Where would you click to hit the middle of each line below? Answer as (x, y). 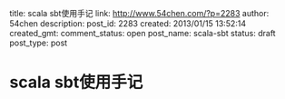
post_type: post (39, 43)
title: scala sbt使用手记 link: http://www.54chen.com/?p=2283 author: (139, 13)
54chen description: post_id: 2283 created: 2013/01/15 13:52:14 (128, 24)
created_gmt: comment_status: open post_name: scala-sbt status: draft (142, 33)
